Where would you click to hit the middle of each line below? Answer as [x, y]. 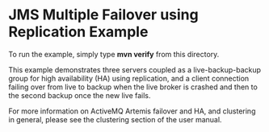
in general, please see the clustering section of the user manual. [115, 119]
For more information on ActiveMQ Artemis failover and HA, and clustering [132, 111]
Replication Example [78, 32]
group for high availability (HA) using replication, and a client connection [129, 78]
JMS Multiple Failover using [104, 15]
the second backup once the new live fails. [80, 95]
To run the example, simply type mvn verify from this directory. [114, 54]
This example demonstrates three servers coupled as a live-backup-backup [134, 69]
